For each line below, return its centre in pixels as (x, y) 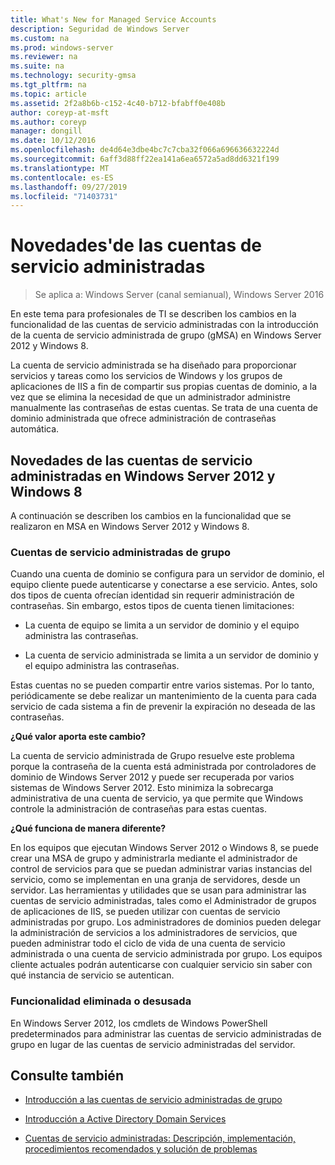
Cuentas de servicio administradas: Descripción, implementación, (160, 1138)
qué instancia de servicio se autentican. (92, 975)
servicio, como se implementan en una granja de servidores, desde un (155, 880)
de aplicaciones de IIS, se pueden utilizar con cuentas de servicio (145, 912)
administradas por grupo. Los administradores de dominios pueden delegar (166, 922)
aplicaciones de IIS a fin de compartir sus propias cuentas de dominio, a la (164, 387)
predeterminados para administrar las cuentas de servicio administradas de (166, 1033)
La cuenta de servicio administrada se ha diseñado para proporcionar (153, 365)
